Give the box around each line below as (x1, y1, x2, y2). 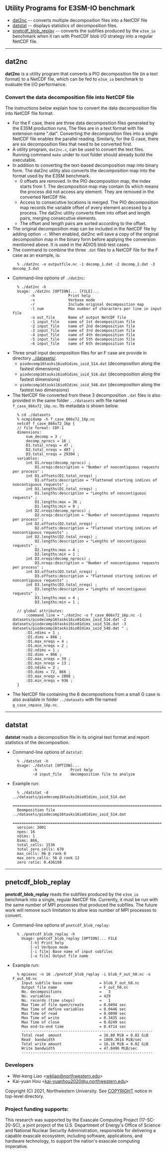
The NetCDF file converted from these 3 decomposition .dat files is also (12, 392, 161, 398)
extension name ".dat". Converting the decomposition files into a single (12, 130, 158, 136)
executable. (12, 157, 37, 163)
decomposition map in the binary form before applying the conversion (12, 236, 156, 242)
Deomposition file (17, 808, 55, 812)
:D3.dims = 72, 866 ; (25, 669, 71, 674)
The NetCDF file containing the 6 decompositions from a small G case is (12, 691, 161, 697)
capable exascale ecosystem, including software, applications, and (5, 1133, 143, 1139)
